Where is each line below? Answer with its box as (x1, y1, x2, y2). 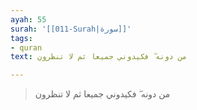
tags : (10, 33, 33, 43)
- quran (10, 42, 43, 53)
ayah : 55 (10, 14, 47, 25)
